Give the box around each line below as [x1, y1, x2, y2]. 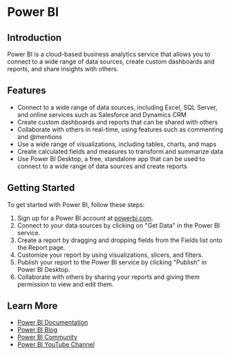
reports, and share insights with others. [7, 65, 119, 73]
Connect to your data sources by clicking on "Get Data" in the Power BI [17, 221, 220, 229]
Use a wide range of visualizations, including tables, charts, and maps [17, 140, 217, 148]
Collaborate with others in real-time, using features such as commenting [17, 125, 223, 134]
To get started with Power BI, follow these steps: [7, 200, 145, 208]
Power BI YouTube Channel [17, 340, 95, 349]
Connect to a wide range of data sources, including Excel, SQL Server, [17, 103, 218, 111]
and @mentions [17, 132, 62, 140]
